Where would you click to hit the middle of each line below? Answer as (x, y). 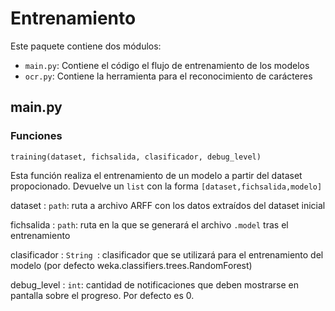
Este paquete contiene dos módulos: (86, 46)
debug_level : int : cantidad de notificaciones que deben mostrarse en (155, 284)
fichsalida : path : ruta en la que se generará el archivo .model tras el (149, 224)
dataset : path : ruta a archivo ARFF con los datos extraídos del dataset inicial (168, 205)
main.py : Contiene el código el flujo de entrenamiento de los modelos (167, 65)
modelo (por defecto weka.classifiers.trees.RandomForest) (131, 265)
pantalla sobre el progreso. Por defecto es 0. (102, 295)
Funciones (36, 136)
